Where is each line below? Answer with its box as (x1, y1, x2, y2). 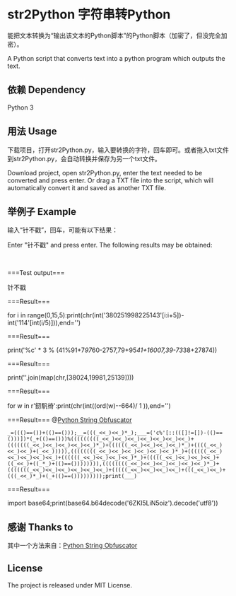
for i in (7, 311, 26, 320)
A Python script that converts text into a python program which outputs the (7, 54, 226, 62)
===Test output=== (7, 269, 65, 277)
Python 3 (7, 103, 34, 112)
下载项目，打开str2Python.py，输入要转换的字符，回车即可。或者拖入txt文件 (7, 146, 230, 154)
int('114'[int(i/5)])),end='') (7, 319, 81, 327)
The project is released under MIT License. (7, 581, 133, 589)
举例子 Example (7, 206, 76, 218)
